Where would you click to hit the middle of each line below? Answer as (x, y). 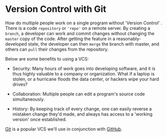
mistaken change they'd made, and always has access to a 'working (83, 114)
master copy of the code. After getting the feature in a (60, 39)
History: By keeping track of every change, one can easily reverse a (82, 109)
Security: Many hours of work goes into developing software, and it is (84, 68)
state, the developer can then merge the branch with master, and (94, 44)
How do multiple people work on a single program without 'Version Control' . (84, 23)
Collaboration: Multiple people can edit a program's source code (79, 94)
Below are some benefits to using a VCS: (47, 59)
